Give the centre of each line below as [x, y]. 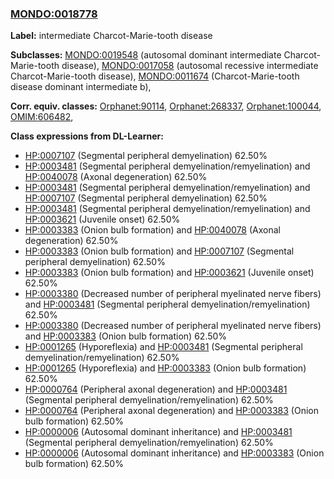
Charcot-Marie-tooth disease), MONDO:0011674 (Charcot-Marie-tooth [155, 76]
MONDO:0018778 [54, 14]
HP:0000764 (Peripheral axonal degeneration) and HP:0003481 [156, 389]
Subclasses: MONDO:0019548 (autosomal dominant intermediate [146, 55]
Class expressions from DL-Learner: [87, 136]
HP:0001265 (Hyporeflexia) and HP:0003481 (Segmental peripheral [163, 347]
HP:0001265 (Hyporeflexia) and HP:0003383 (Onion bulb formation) [165, 368]
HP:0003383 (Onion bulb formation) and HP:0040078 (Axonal [152, 230]
